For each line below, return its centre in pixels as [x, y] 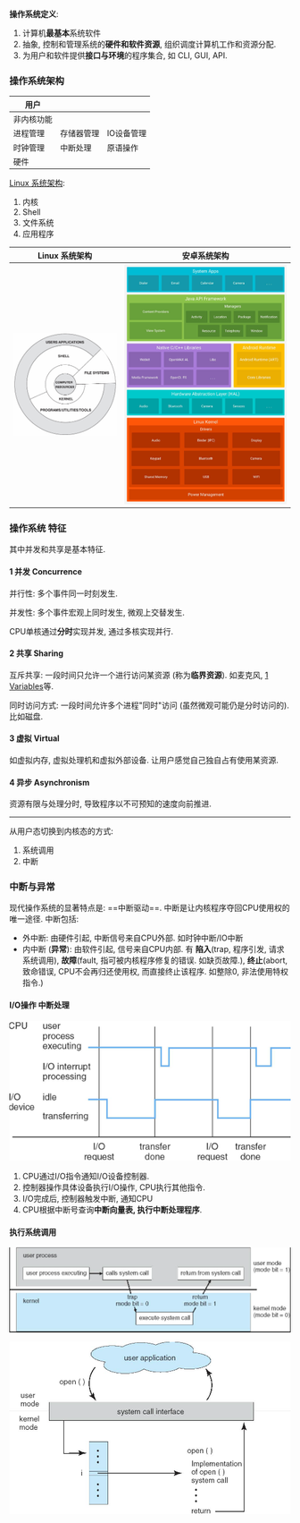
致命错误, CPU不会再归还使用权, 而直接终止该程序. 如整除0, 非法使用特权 [155, 972]
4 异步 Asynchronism [50, 782]
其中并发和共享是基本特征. [58, 549]
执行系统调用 [33, 1232]
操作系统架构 [37, 81]
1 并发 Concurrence [46, 571]
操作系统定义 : [34, 14]
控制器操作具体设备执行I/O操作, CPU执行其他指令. [113, 1187]
